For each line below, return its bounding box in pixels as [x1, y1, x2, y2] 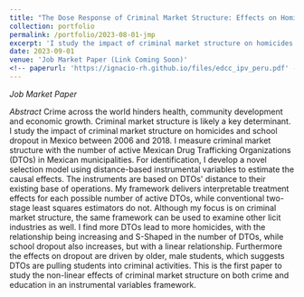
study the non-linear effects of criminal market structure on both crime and [9, 269, 290, 281]
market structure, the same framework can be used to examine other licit [9, 212, 281, 223]
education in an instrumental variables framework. [9, 279, 197, 290]
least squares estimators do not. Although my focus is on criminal [32, 202, 277, 213]
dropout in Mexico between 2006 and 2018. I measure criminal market [9, 135, 271, 146]
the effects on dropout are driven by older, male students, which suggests [9, 250, 285, 261]
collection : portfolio [9, 22, 95, 31]
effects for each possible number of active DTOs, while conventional [9, 192, 265, 204]
